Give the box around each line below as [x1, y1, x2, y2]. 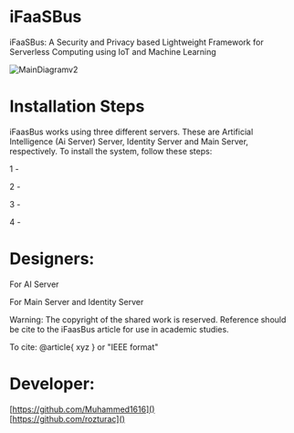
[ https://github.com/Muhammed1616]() [9, 404, 155, 415]
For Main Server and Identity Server [9, 296, 144, 307]
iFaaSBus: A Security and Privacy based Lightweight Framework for [9, 37, 264, 48]
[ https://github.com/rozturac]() [9, 413, 126, 424]
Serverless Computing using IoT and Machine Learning [9, 46, 216, 57]
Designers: [9, 248, 95, 269]
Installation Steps [9, 96, 145, 117]
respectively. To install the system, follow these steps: [9, 145, 213, 156]
